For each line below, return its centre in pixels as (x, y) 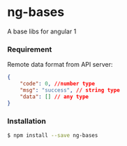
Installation (27, 121)
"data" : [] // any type (54, 97)
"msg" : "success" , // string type (70, 90)
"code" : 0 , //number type (58, 84)
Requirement (30, 49)
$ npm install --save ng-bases (53, 135)
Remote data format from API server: (60, 65)
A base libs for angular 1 (42, 31)
